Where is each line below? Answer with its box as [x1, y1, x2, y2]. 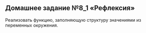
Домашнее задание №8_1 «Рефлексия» [5, 4, 135, 12]
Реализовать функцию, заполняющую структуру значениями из [5, 17, 142, 23]
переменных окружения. [5, 22, 59, 28]
